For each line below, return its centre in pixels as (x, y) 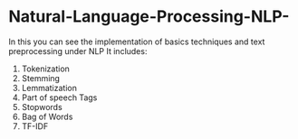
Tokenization (45, 69)
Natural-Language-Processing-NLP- (149, 17)
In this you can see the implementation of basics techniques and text (137, 42)
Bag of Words (47, 116)
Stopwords (42, 107)
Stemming (41, 78)
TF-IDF (35, 126)
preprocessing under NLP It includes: (78, 51)
